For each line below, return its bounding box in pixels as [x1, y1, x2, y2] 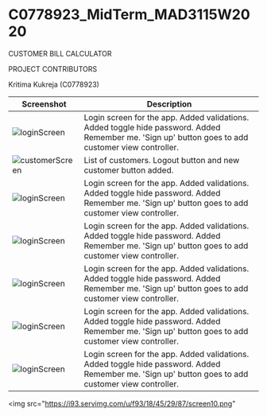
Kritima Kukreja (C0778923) [8, 80, 99, 89]
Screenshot [21, 98, 67, 109]
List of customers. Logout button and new [83, 154, 240, 165]
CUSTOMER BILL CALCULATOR [8, 49, 113, 58]
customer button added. [83, 165, 174, 176]
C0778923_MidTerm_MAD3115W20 [8, 6, 250, 24]
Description [146, 98, 192, 109]
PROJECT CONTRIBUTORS [8, 64, 98, 73]
